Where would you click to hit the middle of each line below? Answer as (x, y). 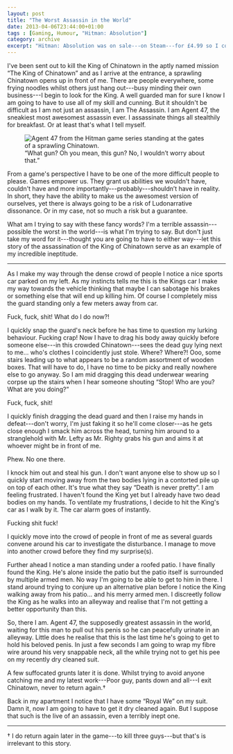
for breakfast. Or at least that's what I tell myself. (77, 125)
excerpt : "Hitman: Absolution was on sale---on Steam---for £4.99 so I (113, 46)
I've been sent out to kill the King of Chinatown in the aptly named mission (113, 66)
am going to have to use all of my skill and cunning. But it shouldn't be (107, 103)
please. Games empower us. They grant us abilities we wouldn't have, (107, 181)
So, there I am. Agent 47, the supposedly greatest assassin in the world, (110, 622)
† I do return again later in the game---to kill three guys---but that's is (107, 736)
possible (19, 231)
